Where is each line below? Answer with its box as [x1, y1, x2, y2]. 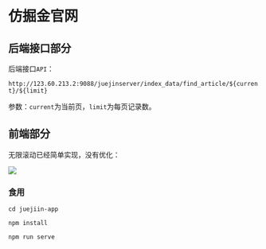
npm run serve [8, 233, 56, 241]
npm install [8, 220, 48, 228]
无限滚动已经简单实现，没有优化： [8, 150, 120, 159]
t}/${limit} [8, 87, 48, 95]
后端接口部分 [8, 41, 72, 55]
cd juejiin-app [8, 205, 59, 213]
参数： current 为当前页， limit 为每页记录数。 [8, 102, 156, 111]
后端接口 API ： [8, 64, 54, 73]
